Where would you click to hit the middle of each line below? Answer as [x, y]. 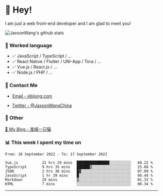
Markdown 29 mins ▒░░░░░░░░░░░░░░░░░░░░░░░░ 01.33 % [79, 180]
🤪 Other [14, 118]
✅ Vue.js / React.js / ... [34, 67]
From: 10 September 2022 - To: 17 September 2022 [56, 154]
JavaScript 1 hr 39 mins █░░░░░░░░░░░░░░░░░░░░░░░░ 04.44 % [79, 176]
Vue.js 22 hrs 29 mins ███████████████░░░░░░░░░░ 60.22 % [79, 163]
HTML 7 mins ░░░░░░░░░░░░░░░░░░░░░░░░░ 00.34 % [79, 184]
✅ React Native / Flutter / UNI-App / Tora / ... [57, 62]
